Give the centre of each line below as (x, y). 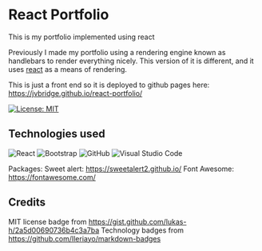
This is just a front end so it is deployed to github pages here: (109, 85)
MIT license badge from (48, 221)
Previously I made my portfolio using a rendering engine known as (117, 52)
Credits (27, 203)
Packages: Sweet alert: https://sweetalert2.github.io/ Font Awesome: (121, 169)
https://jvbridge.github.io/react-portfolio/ (75, 93)
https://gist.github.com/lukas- (137, 221)
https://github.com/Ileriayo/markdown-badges (85, 238)
